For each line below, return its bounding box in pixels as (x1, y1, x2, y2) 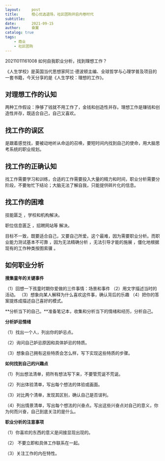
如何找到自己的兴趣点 (5, 360, 48, 367)
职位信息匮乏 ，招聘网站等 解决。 (5, 222, 72, 228)
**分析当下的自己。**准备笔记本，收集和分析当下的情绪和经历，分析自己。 (5, 308, 156, 314)
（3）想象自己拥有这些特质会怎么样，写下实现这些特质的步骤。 (5, 350, 133, 356)
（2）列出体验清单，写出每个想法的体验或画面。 (5, 381, 103, 387)
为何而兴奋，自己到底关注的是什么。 (5, 408, 79, 414)
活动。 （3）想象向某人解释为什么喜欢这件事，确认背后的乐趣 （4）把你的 (5, 291, 155, 298)
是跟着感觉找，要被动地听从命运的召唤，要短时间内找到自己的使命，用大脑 (5, 140, 156, 146)
